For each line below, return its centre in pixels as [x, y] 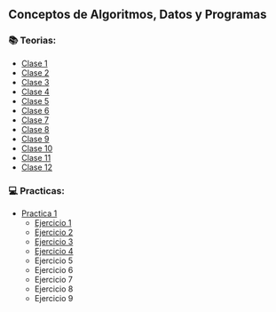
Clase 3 [35, 82]
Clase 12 [36, 167]
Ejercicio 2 [54, 232]
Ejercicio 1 [53, 222]
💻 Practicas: [37, 190]
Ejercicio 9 [54, 298]
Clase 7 [35, 120]
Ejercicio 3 [54, 241]
